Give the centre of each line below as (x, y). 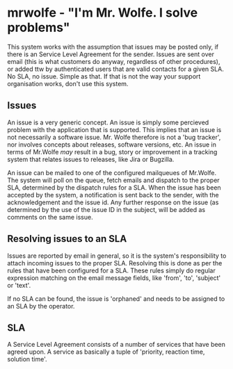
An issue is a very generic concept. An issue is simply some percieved (108, 122)
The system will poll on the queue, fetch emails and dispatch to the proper (114, 180)
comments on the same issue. (50, 217)
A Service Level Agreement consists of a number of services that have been (116, 345)
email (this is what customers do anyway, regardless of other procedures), (114, 61)
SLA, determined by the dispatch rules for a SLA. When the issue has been (114, 187)
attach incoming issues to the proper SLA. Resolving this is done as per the (115, 263)
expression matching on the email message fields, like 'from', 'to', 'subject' (114, 278)
